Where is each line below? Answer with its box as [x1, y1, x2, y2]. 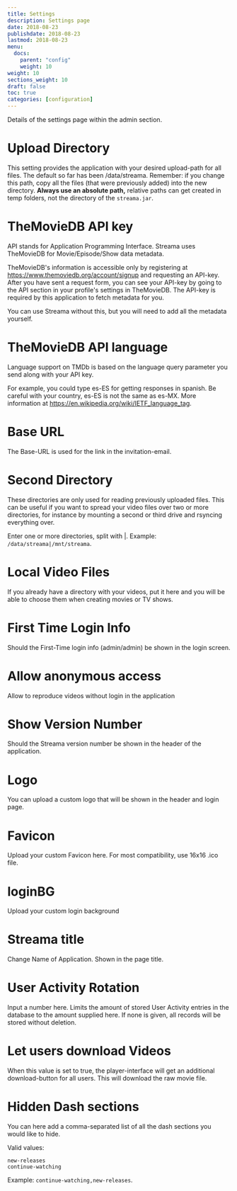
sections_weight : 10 [7, 76, 69, 84]
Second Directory [7, 472, 113, 488]
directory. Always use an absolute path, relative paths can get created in [7, 186, 221, 195]
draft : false [7, 83, 46, 90]
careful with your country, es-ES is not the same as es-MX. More [7, 391, 197, 400]
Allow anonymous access [7, 668, 161, 684]
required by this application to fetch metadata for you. [7, 293, 165, 302]
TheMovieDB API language [7, 339, 168, 355]
